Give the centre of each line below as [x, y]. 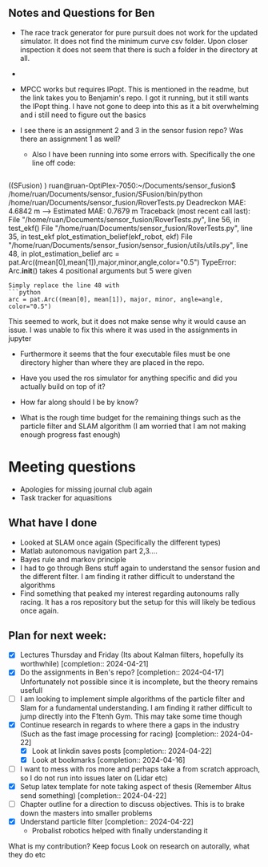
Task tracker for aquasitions [66, 497]
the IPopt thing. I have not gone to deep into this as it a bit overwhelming [139, 106]
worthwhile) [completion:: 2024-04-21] [84, 664]
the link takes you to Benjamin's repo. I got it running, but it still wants [134, 97]
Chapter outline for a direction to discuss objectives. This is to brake [132, 804]
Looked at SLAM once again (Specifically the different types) [120, 542]
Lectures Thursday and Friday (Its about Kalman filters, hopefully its [132, 655]
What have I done [53, 523]
